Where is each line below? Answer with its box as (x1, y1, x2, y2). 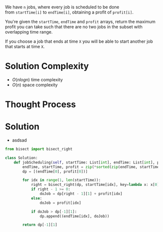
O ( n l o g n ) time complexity (12, 76, 63, 82)
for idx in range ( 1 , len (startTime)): (22, 178, 101, 183)
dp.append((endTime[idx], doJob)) (39, 214, 110, 218)
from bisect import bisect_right (5, 147, 73, 152)
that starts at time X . (5, 44, 45, 49)
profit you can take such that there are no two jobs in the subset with (5, 24, 143, 30)
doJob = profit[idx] (39, 200, 81, 205)
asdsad (12, 137, 27, 143)
